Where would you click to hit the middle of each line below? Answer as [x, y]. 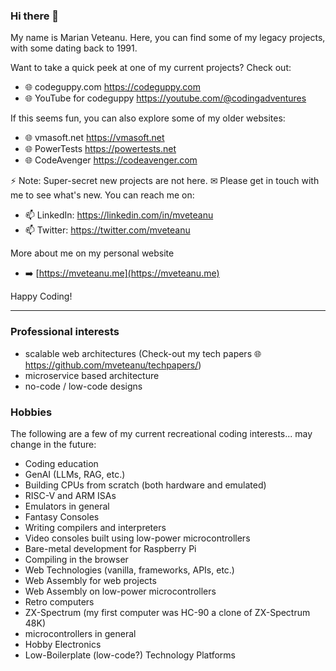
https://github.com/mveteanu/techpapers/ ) [113, 365]
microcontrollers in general [80, 633]
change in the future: [53, 444]
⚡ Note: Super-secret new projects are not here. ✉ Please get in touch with [165, 181]
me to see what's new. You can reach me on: [102, 195]
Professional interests [65, 332]
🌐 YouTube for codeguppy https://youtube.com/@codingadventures [165, 98]
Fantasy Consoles [62, 516]
